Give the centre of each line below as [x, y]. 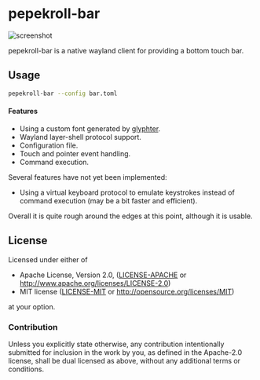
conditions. [26, 369]
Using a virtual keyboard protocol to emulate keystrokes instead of [127, 192]
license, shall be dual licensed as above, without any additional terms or [125, 360]
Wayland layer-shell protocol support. [80, 137]
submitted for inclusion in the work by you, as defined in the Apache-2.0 [125, 352]
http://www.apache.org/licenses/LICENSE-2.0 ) [95, 283]
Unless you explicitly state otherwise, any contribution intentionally [116, 344]
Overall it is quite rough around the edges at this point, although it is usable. [130, 216]
